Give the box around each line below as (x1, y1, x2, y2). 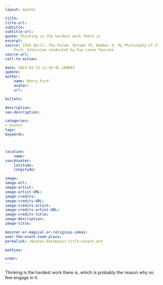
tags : (5, 127, 16, 132)
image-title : (5, 221, 32, 226)
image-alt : (5, 180, 27, 186)
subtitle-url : (5, 30, 34, 34)
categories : (5, 118, 29, 124)
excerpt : (5, 38, 23, 44)
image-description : (5, 217, 45, 222)
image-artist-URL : (5, 190, 42, 194)
